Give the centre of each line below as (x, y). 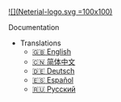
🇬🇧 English (52, 51)
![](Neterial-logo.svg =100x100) (60, 12)
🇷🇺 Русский (54, 89)
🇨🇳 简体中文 (54, 62)
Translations (41, 43)
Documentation (34, 27)
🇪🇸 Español (53, 80)
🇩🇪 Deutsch (53, 71)
